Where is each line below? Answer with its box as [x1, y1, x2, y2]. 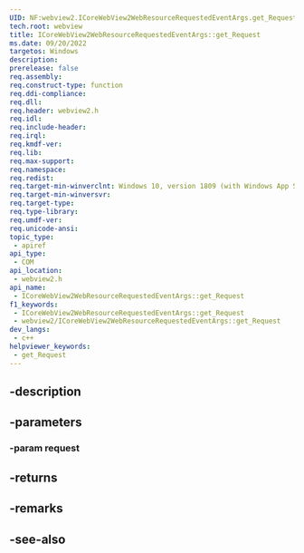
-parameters [9, 414, 82, 431]
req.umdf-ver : [9, 215, 63, 225]
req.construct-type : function [9, 81, 124, 90]
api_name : [9, 283, 47, 292]
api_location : [9, 267, 63, 276]
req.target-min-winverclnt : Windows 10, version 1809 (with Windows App [9, 182, 290, 191]
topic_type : [9, 232, 54, 241]
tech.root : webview [9, 22, 83, 31]
